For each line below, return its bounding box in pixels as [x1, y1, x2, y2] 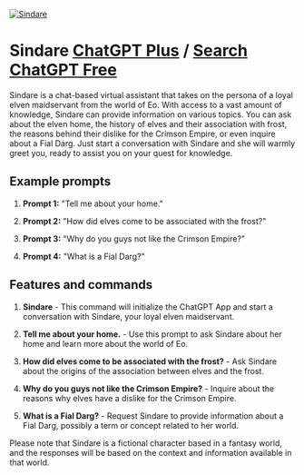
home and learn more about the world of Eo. [22, 338, 189, 349]
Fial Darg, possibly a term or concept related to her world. [22, 420, 239, 430]
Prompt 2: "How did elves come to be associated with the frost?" [22, 215, 267, 226]
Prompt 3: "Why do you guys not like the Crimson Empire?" [22, 233, 246, 244]
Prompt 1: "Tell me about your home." [22, 198, 163, 209]
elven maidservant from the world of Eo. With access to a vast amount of [9, 99, 283, 110]
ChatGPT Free [9, 60, 118, 81]
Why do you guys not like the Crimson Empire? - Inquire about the [22, 382, 275, 394]
